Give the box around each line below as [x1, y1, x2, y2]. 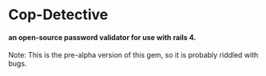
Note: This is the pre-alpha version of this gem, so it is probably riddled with [8, 50, 259, 60]
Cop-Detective [8, 6, 109, 24]
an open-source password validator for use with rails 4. [8, 32, 197, 42]
